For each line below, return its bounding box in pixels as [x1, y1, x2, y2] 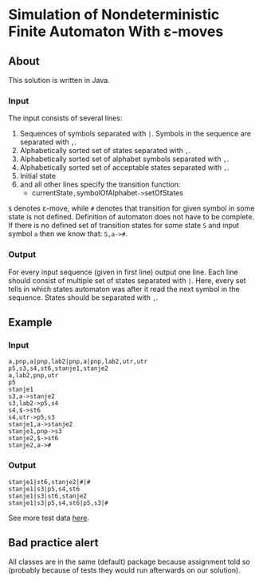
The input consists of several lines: [8, 113, 123, 123]
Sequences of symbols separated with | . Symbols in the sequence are [19, 129, 251, 139]
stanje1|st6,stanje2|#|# [8, 478, 91, 486]
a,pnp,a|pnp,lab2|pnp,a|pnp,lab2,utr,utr [8, 357, 148, 366]
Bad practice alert [8, 536, 99, 550]
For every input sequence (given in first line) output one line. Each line [8, 267, 238, 277]
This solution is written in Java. [8, 76, 110, 85]
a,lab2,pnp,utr [8, 372, 59, 380]
